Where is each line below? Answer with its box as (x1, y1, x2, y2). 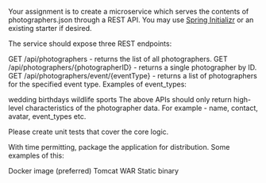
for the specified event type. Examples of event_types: (8, 79, 187, 89)
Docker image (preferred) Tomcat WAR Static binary (8, 166, 179, 175)
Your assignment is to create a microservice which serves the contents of (8, 7, 249, 16)
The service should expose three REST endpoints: (8, 39, 172, 48)
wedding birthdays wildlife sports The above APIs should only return (8, 95, 232, 104)
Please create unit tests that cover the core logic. (8, 127, 169, 136)
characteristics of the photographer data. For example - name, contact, (25, 103, 258, 112)
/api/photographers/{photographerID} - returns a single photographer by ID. (8, 63, 257, 72)
